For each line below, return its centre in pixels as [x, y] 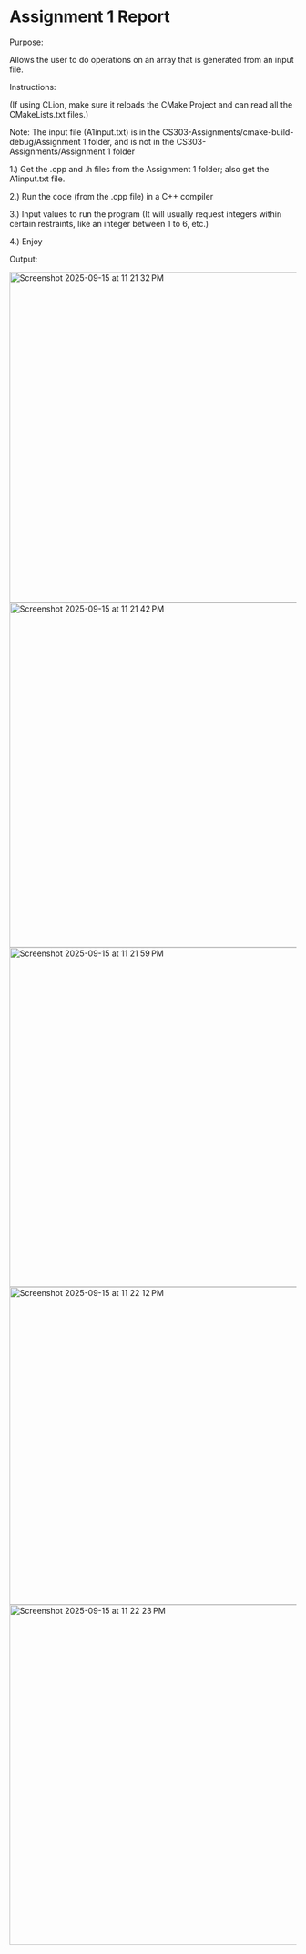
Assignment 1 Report [90, 17]
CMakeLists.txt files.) [49, 114]
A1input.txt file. [37, 179]
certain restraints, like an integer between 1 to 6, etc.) [109, 223]
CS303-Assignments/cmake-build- [228, 132]
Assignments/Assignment [57, 151]
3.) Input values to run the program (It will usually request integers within [146, 214]
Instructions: [33, 87]
